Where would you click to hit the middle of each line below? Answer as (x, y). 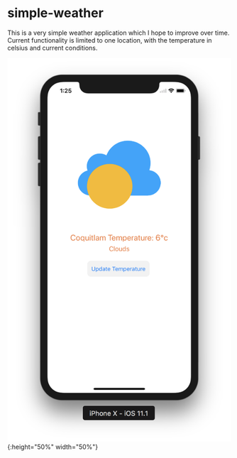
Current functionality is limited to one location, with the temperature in (110, 40)
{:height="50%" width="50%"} (53, 447)
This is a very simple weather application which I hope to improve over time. (118, 33)
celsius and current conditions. (53, 48)
